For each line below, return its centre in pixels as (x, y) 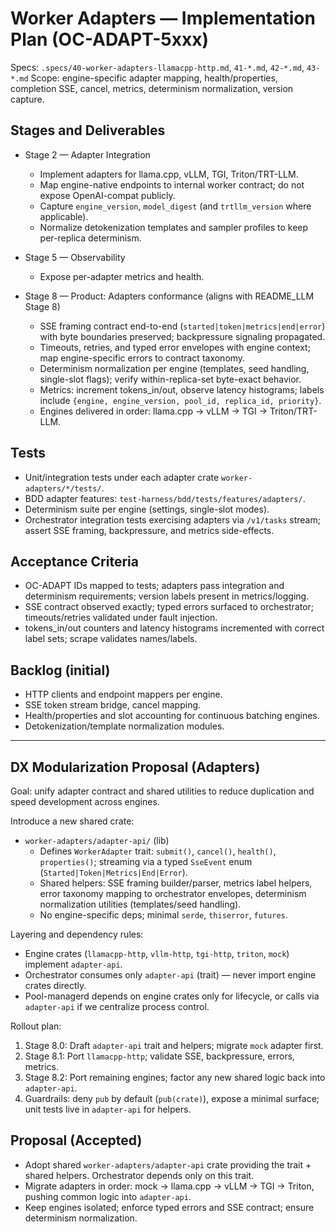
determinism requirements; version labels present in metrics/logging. (167, 596)
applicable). (64, 216)
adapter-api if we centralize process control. (117, 1006)
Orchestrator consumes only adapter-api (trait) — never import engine (170, 975)
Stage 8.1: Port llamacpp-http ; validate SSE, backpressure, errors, (160, 1056)
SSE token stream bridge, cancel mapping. (113, 705)
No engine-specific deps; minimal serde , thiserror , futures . (163, 915)
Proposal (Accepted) (76, 1140)
